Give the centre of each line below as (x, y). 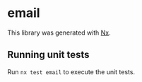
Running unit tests (48, 55)
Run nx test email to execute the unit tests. (71, 71)
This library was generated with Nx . (59, 33)
